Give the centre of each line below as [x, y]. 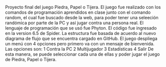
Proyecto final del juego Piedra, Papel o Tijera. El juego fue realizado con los [83, 7]
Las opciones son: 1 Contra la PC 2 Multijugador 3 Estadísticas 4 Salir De [79, 49]
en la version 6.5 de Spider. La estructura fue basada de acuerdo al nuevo [81, 33]
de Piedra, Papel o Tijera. [31, 59]
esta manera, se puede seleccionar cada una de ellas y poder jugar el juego [83, 54]
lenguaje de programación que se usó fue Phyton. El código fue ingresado [81, 28]
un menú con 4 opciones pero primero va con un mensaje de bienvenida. [80, 44]
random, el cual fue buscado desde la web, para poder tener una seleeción [82, 17]
